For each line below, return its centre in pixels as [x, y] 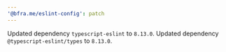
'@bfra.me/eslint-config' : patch [56, 14]
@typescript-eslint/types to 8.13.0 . [60, 41]
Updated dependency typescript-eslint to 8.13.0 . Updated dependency [113, 33]
